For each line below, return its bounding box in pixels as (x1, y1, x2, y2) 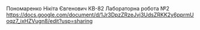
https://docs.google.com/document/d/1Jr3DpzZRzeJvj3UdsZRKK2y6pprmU (6, 11, 194, 18)
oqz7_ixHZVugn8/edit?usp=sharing (6, 18, 93, 24)
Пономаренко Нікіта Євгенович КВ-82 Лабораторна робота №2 (6, 5, 169, 12)
